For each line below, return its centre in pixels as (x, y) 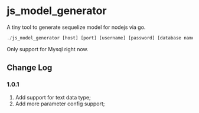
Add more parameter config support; (60, 104)
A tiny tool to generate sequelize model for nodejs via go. (76, 27)
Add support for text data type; (53, 97)
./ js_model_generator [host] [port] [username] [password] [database (94, 38)
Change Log (30, 68)
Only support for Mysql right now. (48, 49)
